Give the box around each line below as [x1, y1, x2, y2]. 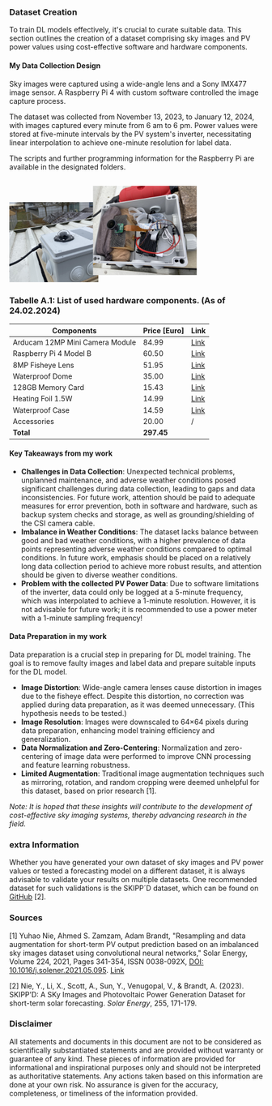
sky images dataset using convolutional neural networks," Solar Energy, [9, 948, 248, 958]
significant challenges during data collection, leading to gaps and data [20, 483, 256, 493]
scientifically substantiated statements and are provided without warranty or [9, 1045, 264, 1055]
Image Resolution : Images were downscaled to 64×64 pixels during [20, 717, 249, 727]
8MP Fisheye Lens [12, 360, 74, 370]
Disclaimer [9, 1018, 53, 1030]
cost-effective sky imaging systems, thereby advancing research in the [9, 810, 248, 820]
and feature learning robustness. [20, 760, 130, 769]
